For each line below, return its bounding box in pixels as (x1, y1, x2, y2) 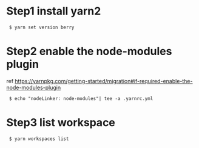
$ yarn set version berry (8, 24, 75, 30)
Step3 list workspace (6, 116, 115, 130)
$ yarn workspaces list (8, 135, 69, 142)
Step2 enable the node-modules (6, 44, 172, 58)
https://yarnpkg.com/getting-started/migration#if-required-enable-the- (15, 77, 193, 84)
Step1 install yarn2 (6, 4, 101, 18)
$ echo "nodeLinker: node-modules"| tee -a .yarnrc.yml (8, 95, 153, 101)
